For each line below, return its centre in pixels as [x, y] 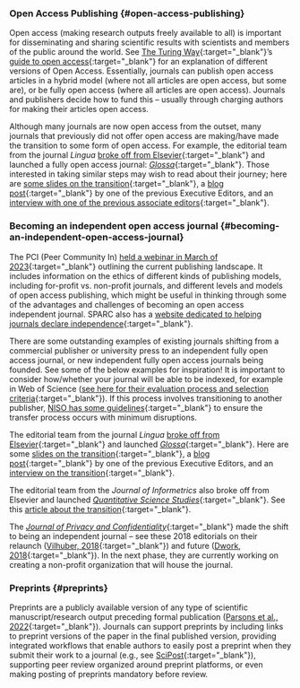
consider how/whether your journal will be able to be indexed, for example [146, 379]
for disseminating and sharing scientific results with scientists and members [150, 42]
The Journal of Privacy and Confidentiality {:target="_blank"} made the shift [149, 527]
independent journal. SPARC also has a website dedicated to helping [136, 314]
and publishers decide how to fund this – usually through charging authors [146, 100]
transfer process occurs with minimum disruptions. [103, 417]
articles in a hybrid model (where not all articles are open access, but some [148, 81]
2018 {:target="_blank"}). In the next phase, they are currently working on [144, 555]
